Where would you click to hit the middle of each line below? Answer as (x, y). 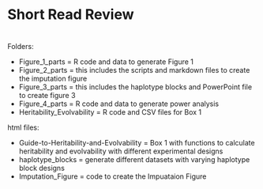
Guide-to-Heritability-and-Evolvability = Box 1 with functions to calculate (137, 143)
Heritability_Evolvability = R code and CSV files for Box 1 (110, 112)
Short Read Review (71, 15)
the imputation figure (53, 79)
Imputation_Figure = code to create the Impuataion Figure (113, 176)
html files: (23, 127)
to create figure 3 (47, 96)
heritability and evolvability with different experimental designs (121, 151)
